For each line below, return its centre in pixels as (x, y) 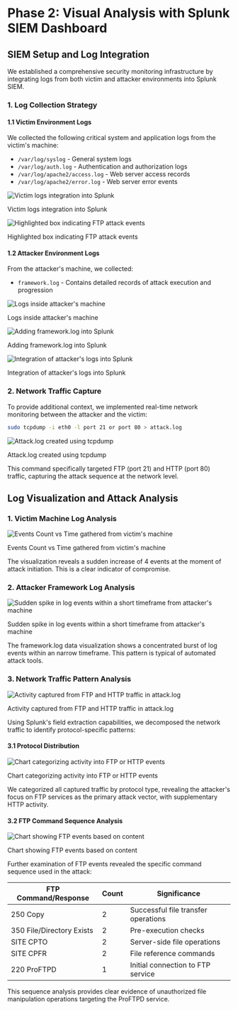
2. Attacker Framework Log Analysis (71, 588)
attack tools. (25, 661)
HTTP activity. (28, 804)
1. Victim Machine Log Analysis (62, 518)
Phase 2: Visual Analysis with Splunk (119, 13)
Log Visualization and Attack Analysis (93, 498)
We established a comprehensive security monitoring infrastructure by (110, 71)
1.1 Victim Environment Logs (50, 122)
